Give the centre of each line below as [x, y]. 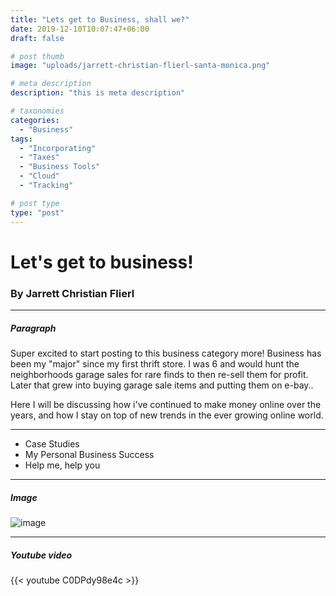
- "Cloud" [39, 176]
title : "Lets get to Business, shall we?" [100, 19]
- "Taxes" [39, 157]
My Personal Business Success [89, 454]
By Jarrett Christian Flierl [72, 293]
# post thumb [37, 56]
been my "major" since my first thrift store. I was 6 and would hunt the [155, 363]
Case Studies [52, 443]
